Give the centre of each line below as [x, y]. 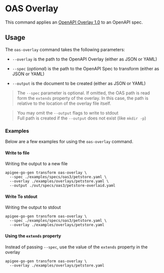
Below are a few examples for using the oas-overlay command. [69, 142]
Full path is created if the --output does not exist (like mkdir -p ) [82, 118]
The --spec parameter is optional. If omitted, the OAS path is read [83, 93]
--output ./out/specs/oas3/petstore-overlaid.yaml [63, 186]
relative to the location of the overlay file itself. [64, 103]
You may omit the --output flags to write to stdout [68, 113]
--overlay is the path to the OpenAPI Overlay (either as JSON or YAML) [85, 59]
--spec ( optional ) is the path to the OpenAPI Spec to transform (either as [85, 68]
